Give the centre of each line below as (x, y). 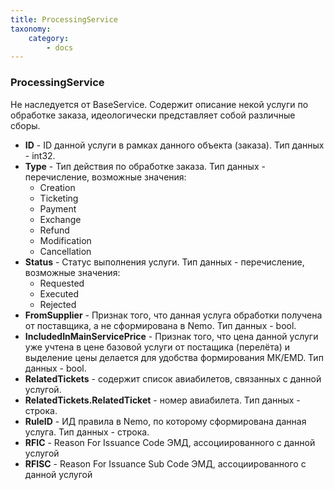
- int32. (40, 155)
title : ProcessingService (64, 19)
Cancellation (65, 251)
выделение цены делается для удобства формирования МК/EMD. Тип (174, 357)
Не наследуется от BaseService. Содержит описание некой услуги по (159, 104)
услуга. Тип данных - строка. (87, 432)
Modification (65, 240)
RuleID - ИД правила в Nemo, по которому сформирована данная (165, 421)
